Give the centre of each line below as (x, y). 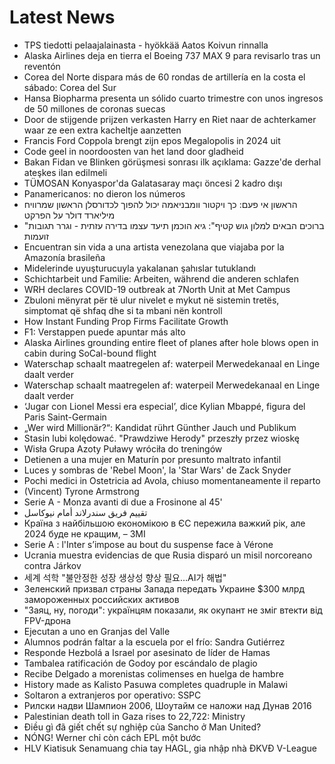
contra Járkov (52, 565)
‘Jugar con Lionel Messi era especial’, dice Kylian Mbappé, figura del (164, 406)
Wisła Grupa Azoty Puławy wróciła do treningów (123, 448)
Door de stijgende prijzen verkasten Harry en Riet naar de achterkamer (170, 119)
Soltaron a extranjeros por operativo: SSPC (112, 695)
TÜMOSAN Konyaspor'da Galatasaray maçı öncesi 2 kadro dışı (153, 183)
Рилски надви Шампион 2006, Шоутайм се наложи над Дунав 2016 (167, 705)
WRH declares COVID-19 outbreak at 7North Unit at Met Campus (157, 289)
